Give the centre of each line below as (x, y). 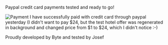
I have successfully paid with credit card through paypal (88, 17)
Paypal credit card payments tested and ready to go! (60, 7)
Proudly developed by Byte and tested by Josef (55, 37)
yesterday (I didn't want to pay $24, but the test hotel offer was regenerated (84, 22)
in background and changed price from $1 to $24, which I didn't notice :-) (81, 27)
